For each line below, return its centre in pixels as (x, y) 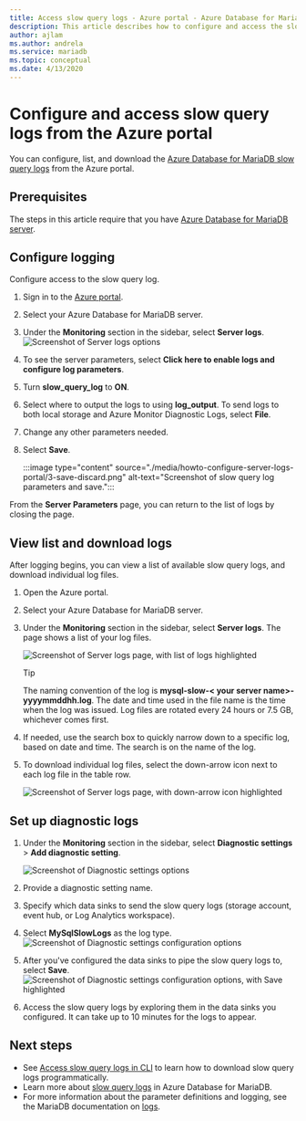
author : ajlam (36, 35)
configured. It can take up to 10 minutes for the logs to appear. (139, 1017)
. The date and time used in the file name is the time (189, 700)
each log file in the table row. (77, 775)
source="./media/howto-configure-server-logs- (204, 467)
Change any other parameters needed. (95, 432)
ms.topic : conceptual (51, 60)
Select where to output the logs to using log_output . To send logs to (151, 405)
